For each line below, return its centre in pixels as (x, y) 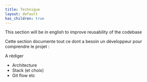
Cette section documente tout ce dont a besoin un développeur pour (73, 41)
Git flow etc (24, 76)
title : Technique (23, 9)
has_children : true (25, 18)
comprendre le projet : (27, 47)
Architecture (24, 65)
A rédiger (14, 56)
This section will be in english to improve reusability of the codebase (73, 32)
